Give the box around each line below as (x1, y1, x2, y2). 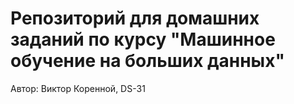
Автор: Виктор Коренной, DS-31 (10, 82, 146, 94)
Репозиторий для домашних (10, 7, 260, 30)
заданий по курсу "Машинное (10, 28, 276, 51)
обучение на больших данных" (10, 50, 285, 72)
